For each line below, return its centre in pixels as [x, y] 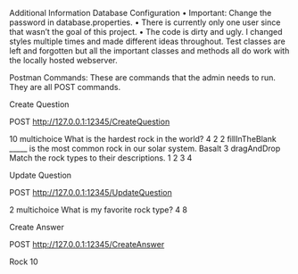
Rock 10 [24, 262]
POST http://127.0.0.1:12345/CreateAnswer [87, 244]
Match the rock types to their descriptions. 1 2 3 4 [101, 158]
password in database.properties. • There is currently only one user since [145, 22]
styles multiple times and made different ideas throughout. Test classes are [147, 41]
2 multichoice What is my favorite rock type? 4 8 [99, 210]
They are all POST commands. [65, 87]
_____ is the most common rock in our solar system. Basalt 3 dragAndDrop [145, 148]
